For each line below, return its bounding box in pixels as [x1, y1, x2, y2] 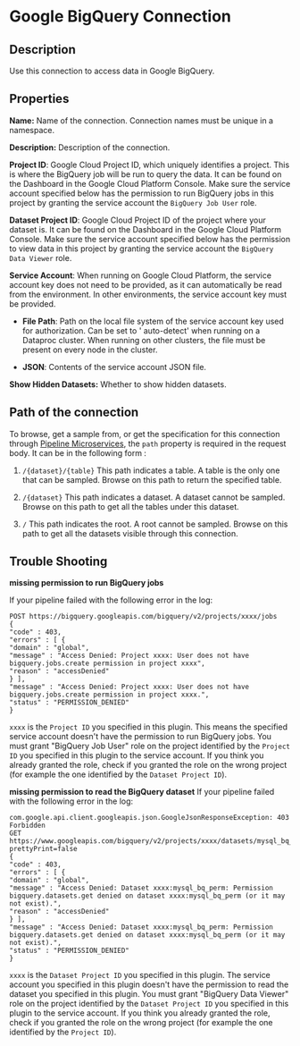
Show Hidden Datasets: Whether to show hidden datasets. [9, 378, 227, 390]
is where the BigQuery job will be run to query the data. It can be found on [9, 168, 282, 180]
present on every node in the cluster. [21, 344, 158, 355]
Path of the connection [9, 405, 139, 420]
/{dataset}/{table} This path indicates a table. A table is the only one [21, 465, 280, 476]
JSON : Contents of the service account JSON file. [21, 361, 207, 372]
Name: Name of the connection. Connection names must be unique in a [9, 114, 274, 126]
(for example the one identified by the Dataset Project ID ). [9, 769, 228, 780]
